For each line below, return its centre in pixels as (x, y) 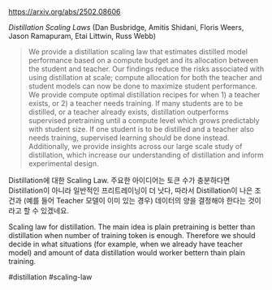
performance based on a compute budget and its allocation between (143, 60)
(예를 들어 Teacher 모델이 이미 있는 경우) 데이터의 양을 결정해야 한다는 (134, 200)
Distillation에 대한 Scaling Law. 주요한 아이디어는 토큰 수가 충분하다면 (119, 180)
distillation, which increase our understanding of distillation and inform (146, 155)
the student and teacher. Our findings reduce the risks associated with (146, 69)
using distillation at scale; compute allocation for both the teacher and (145, 77)
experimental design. (63, 164)
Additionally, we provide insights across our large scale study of (135, 146)
